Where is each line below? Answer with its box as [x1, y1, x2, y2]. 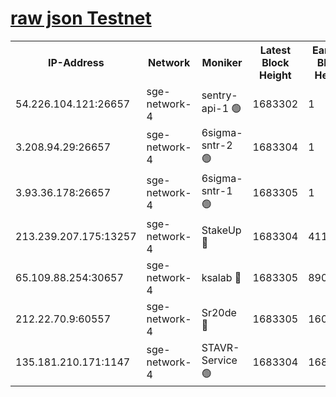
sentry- [201, 88, 238, 102]
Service [201, 353, 238, 367]
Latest [259, 43, 292, 57]
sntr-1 [201, 183, 233, 197]
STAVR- [201, 340, 240, 354]
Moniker [201, 55, 243, 69]
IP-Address [47, 55, 105, 69]
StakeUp [201, 223, 242, 237]
